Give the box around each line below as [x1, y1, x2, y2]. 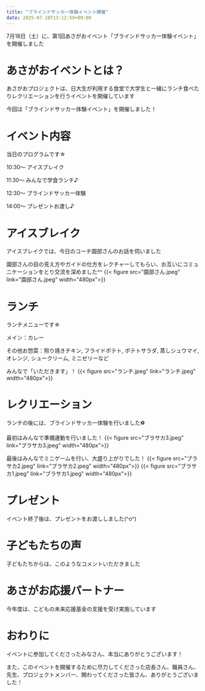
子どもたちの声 [6, 539, 82, 553]
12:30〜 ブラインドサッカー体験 [6, 190, 86, 197]
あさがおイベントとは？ [6, 64, 125, 77]
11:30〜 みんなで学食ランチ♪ [6, 177, 78, 184]
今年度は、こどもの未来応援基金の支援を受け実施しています [6, 605, 157, 612]
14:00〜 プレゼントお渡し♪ [6, 202, 75, 210]
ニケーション [6, 268, 39, 276]
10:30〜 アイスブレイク [6, 163, 64, 171]
